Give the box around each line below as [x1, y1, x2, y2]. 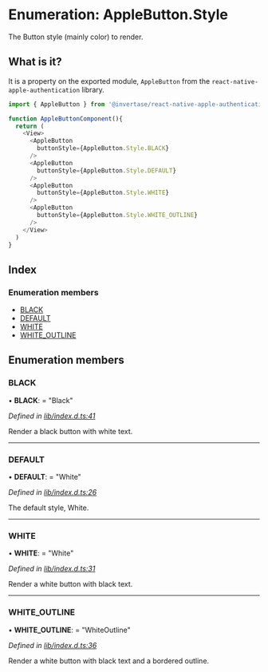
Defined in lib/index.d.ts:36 [8, 640, 97, 650]
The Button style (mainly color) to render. [8, 32, 144, 42]
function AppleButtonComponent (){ [8, 114, 124, 123]
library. [81, 85, 105, 94]
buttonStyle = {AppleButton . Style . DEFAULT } [37, 166, 177, 175]
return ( [15, 122, 45, 130]
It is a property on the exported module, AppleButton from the [8, 76, 211, 85]
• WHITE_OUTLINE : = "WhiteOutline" [8, 625, 131, 634]
